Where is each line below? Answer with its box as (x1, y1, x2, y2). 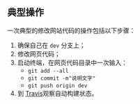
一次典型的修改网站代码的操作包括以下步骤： (7, 26, 136, 35)
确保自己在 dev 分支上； (17, 41, 86, 49)
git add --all (27, 67, 69, 74)
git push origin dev (27, 82, 88, 89)
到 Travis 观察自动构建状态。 (17, 89, 98, 97)
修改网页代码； (17, 49, 61, 58)
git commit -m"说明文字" (27, 75, 96, 82)
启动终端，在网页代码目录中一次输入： (17, 58, 127, 67)
